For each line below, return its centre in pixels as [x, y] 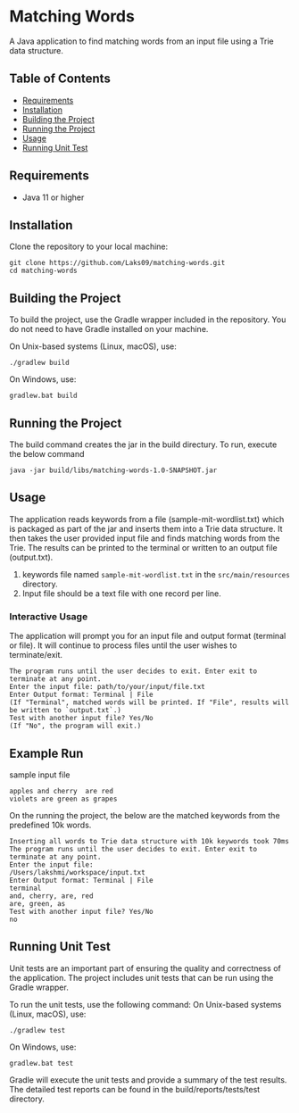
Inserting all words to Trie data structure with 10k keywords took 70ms [149, 841]
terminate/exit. [36, 655]
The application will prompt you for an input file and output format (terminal [148, 636]
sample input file [40, 775]
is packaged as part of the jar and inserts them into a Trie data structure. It [146, 528]
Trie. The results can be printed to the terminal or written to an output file [144, 547]
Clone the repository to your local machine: [89, 246]
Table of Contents [60, 79]
